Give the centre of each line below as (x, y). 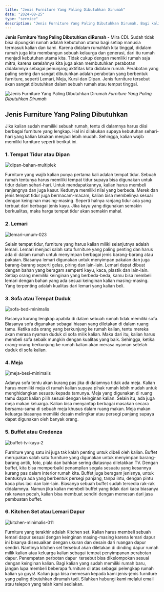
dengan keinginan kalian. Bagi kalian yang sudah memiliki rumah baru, (76, 563)
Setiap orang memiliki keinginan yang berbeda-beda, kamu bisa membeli (78, 275)
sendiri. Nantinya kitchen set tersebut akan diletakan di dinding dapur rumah (82, 547)
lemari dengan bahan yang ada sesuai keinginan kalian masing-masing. (77, 281)
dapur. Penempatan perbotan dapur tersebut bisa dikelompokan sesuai (77, 558)
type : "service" (21, 19)
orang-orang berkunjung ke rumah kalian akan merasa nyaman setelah (76, 344)
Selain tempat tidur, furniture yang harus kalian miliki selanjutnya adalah (77, 244)
